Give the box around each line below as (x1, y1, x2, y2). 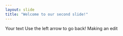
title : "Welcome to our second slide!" (5, 12, 88, 17)
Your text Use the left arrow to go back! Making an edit (5, 25, 118, 31)
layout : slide (5, 7, 35, 12)
